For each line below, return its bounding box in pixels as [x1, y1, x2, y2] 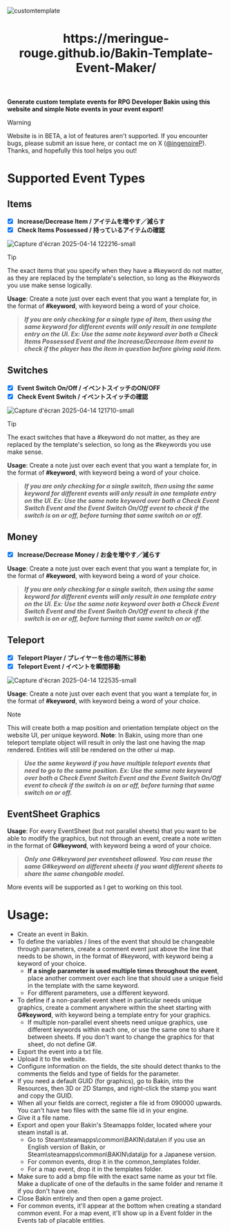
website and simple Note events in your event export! [7, 104, 164, 113]
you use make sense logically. [7, 281, 93, 289]
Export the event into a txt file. [17, 1047, 104, 1056]
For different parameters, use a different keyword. [27, 989, 170, 997]
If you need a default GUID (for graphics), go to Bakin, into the [17, 1076, 194, 1085]
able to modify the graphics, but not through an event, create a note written [7, 834, 222, 842]
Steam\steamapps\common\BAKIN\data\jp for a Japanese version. [27, 1150, 217, 1158]
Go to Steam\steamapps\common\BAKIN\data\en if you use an [27, 1135, 206, 1143]
